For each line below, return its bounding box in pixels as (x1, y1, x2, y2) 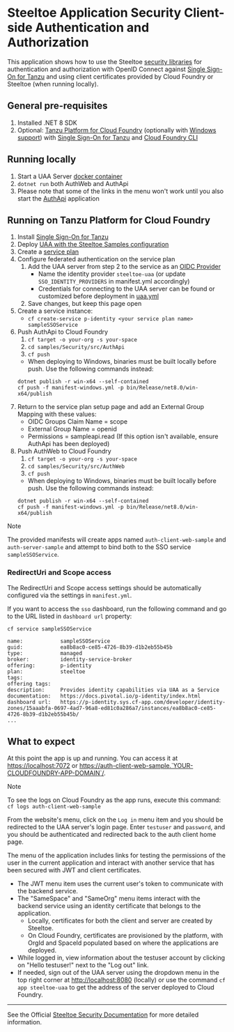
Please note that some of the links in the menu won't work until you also (17, 187, 224, 195)
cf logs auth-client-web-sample (7, 803, 101, 810)
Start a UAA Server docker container (17, 172, 123, 180)
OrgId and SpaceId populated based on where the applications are (27, 939, 219, 947)
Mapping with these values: (17, 410, 97, 419)
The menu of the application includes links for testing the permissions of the (7, 852, 226, 860)
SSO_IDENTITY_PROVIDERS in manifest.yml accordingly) (38, 277, 190, 286)
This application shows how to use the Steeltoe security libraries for (7, 57, 203, 66)
